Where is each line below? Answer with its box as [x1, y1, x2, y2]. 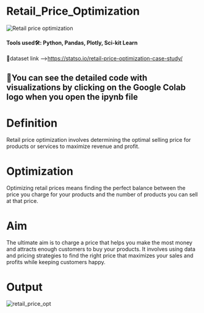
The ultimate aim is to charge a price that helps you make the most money [6, 239, 192, 246]
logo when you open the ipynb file [6, 92, 139, 102]
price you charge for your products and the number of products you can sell [6, 191, 199, 198]
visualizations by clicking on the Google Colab [6, 82, 186, 92]
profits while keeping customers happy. [6, 259, 106, 266]
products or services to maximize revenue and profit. [6, 142, 140, 150]
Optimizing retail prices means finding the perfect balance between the [6, 185, 186, 192]
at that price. [6, 197, 38, 205]
